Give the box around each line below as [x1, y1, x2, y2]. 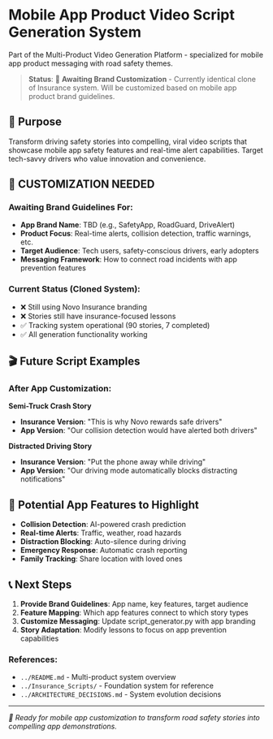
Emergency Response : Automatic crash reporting [19, 546, 188, 555]
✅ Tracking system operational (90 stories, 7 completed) [19, 320, 210, 330]
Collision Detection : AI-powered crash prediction [19, 520, 187, 529]
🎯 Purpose [8, 115, 63, 129]
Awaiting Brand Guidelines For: [8, 201, 133, 213]
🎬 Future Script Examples [8, 355, 141, 369]
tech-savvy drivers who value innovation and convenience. [8, 153, 206, 163]
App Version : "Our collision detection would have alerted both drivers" [19, 426, 258, 435]
